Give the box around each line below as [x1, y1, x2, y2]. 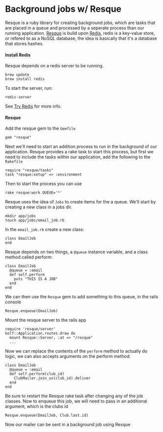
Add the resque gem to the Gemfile [5, 125, 76, 131]
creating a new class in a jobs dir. [5, 204, 72, 210]
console [5, 299, 22, 305]
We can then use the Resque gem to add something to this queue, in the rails [5, 294, 158, 300]
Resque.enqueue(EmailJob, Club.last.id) [5, 413, 89, 418]
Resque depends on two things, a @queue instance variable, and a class [5, 249, 148, 255]
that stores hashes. [5, 40, 44, 46]
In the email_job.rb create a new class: [5, 227, 84, 232]
